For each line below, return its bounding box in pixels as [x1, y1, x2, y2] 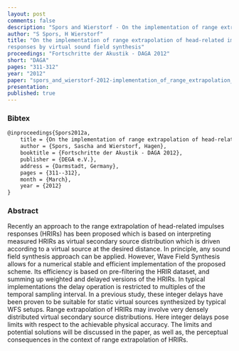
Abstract [7, 206, 39, 216]
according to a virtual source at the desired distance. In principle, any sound [7, 245, 231, 253]
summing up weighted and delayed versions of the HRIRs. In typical [7, 275, 206, 283]
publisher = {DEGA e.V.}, [20, 156, 97, 163]
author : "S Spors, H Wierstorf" [7, 30, 103, 38]
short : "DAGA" [7, 57, 50, 64]
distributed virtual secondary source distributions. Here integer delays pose [7, 313, 229, 321]
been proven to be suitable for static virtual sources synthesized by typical [7, 298, 226, 306]
